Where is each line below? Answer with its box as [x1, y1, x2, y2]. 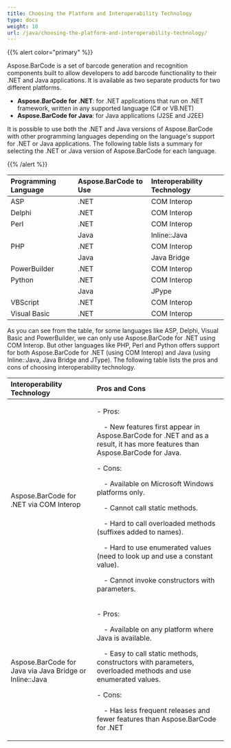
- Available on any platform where [103, 625, 214, 634]
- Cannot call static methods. [103, 503, 198, 513]
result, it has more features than [96, 439, 199, 449]
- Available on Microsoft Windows [103, 479, 214, 489]
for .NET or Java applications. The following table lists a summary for [7, 139, 203, 148]
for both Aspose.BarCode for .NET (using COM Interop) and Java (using [7, 349, 211, 357]
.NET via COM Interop [10, 500, 81, 509]
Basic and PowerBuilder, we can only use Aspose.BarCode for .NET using [7, 334, 216, 342]
